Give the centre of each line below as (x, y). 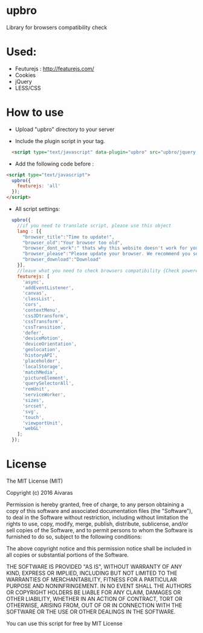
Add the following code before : (54, 164)
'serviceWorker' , (44, 395)
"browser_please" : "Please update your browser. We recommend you (106, 254)
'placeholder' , (41, 361)
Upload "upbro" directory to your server (65, 129)
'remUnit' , (36, 389)
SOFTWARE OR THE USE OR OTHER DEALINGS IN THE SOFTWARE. (91, 612)
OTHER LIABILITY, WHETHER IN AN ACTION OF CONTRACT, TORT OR (94, 599)
